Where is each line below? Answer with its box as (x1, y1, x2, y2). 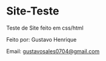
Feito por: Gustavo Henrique (6, 36, 77, 43)
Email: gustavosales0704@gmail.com (6, 47, 100, 55)
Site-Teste (6, 4, 59, 18)
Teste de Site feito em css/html (6, 24, 84, 31)
